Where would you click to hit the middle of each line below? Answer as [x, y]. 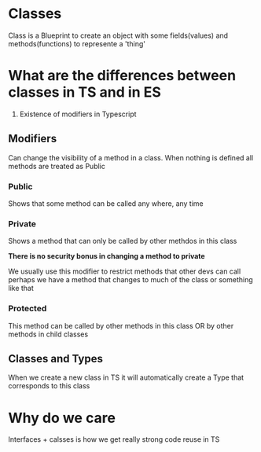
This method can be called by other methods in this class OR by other [121, 325]
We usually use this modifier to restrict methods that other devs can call [125, 271]
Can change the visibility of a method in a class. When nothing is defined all [131, 157]
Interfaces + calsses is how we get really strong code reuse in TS [114, 439]
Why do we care [62, 418]
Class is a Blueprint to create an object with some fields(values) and [118, 35]
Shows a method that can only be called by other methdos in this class [123, 241]
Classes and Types [56, 358]
